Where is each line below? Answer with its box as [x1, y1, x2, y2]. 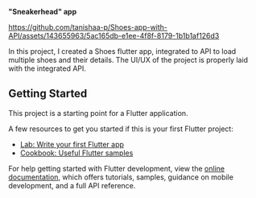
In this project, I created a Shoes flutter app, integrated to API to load [8, 47, 237, 56]
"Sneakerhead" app [8, 7, 77, 16]
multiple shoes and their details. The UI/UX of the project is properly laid [8, 56, 248, 64]
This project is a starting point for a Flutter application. [8, 108, 188, 118]
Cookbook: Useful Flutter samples [19, 148, 134, 158]
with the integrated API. [8, 64, 87, 73]
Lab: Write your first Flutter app [19, 139, 125, 149]
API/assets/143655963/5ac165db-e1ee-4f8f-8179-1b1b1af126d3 [8, 31, 220, 40]
